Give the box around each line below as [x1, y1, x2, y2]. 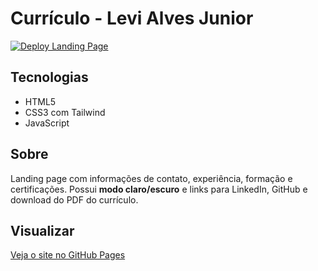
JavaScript [24, 117, 70, 129]
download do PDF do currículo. [10, 193, 139, 206]
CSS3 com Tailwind [24, 106, 106, 118]
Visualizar [10, 222, 75, 239]
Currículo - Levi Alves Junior [10, 7, 254, 30]
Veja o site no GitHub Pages [10, 249, 126, 261]
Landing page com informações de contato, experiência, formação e [10, 172, 293, 184]
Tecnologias [10, 69, 89, 86]
